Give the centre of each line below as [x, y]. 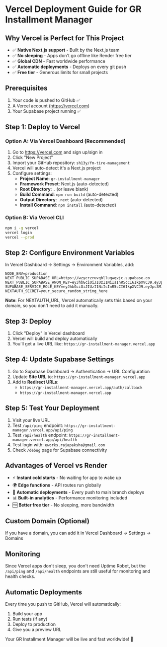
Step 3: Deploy [29, 321]
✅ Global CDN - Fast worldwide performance [59, 61]
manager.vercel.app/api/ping [42, 430]
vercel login [19, 233]
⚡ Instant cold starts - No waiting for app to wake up [67, 478]
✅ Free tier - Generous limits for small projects [60, 72]
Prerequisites [26, 88]
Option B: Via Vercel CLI [35, 218]
